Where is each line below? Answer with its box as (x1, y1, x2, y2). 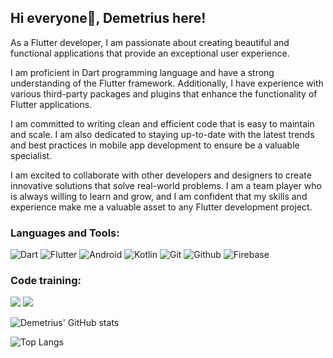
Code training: (10, 274, 82, 288)
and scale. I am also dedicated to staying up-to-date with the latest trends (10, 128, 315, 140)
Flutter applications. (10, 98, 93, 110)
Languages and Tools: (10, 226, 120, 240)
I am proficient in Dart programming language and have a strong (10, 66, 275, 78)
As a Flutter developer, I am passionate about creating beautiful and (10, 36, 290, 48)
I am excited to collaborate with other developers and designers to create (10, 169, 312, 181)
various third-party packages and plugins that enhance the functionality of (10, 87, 318, 100)
